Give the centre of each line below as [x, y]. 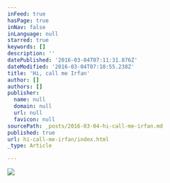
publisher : [23, 93]
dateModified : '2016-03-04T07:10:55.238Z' [71, 67]
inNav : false [27, 27]
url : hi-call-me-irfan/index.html [58, 139]
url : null [28, 113]
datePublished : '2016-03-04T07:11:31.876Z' [73, 60]
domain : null [33, 106]
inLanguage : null [33, 34]
